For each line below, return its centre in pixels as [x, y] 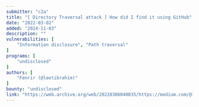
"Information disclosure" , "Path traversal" [73, 45]
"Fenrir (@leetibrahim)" [47, 78]
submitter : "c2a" [28, 12]
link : [13, 95]
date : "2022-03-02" [30, 23]
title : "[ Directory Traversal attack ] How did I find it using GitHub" [99, 17]
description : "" [26, 34]
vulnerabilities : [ [30, 39]
